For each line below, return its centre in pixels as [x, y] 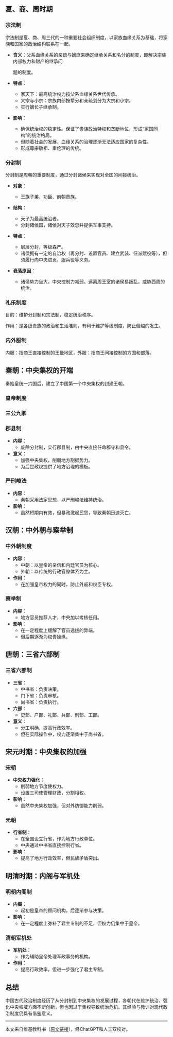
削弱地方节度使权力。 [43, 786]
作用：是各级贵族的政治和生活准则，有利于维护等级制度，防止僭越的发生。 [84, 326]
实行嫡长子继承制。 [41, 107]
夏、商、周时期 [29, 9]
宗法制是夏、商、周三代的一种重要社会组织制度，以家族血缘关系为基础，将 [84, 37]
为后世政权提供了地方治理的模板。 [57, 466]
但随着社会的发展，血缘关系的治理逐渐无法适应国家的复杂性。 [86, 142]
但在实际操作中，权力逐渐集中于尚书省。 [63, 734]
